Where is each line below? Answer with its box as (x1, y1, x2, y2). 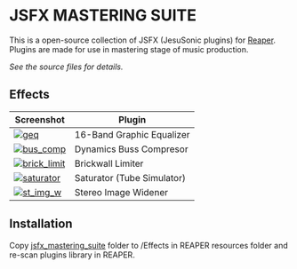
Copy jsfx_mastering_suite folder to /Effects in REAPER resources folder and (9, 240, 289, 250)
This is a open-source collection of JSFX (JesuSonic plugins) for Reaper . (9, 35, 277, 45)
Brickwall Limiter (74, 157, 144, 170)
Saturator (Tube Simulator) (74, 171, 187, 184)
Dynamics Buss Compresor (74, 143, 189, 155)
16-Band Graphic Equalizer (74, 128, 190, 140)
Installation (9, 217, 73, 232)
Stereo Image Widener (74, 186, 169, 198)
